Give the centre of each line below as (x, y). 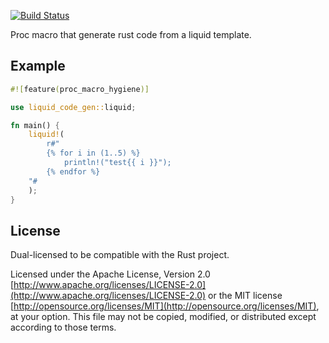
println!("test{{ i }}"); (117, 163)
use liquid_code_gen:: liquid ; (73, 107)
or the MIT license (245, 296)
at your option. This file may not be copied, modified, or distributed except (163, 317)
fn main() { (35, 125)
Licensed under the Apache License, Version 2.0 (110, 274)
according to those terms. (63, 327)
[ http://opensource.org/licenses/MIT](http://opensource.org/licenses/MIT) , (165, 306)
